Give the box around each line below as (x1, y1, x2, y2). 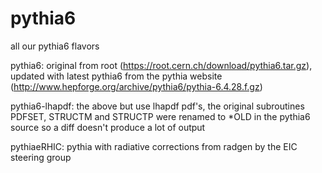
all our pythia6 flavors (10, 40, 100, 52)
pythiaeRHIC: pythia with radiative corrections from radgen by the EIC (10, 140, 298, 152)
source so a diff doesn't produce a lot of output (10, 121, 206, 133)
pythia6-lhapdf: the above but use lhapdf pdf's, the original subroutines (10, 100, 305, 112)
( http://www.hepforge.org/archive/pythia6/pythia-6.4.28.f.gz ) (10, 80, 263, 92)
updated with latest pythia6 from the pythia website (10, 70, 223, 82)
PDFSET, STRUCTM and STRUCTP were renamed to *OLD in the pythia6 (10, 110, 311, 122)
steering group (10, 151, 72, 163)
